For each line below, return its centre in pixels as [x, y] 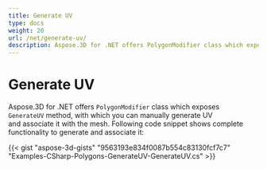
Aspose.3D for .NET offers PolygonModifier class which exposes [114, 107]
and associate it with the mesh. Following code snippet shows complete [126, 124]
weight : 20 [26, 30]
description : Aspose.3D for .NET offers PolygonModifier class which [126, 45]
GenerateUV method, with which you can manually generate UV [110, 116]
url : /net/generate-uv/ [48, 38]
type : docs [26, 23]
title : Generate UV [41, 16]
